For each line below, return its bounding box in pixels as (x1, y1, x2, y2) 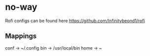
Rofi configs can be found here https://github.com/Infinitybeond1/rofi (5, 18, 145, 24)
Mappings (5, 32, 37, 40)
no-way (5, 1, 38, 13)
